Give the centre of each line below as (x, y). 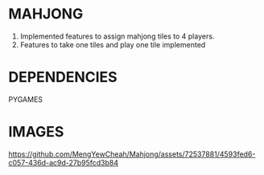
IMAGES (36, 132)
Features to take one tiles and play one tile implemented (113, 44)
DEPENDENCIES (63, 77)
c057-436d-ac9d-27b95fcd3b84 (64, 162)
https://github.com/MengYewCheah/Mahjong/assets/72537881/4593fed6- (132, 154)
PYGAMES (25, 99)
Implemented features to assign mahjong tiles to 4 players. (117, 36)
